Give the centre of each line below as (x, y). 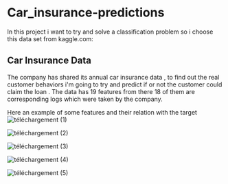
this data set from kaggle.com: (50, 38)
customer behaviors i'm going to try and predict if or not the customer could (115, 84)
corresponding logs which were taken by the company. (85, 99)
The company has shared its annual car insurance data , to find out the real (113, 77)
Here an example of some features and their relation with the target (102, 112)
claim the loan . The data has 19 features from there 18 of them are (101, 91)
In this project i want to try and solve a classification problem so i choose (110, 32)
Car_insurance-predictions (86, 13)
